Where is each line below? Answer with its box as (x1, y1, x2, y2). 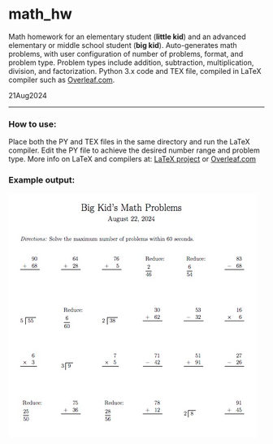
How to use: (8, 119, 57, 130)
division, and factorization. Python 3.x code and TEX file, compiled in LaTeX (8, 66, 262, 75)
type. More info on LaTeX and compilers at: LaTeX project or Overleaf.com (8, 154, 257, 164)
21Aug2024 (8, 90, 47, 100)
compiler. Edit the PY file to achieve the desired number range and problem (8, 145, 260, 155)
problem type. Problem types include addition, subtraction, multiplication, (8, 58, 254, 67)
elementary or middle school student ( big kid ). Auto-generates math (8, 40, 237, 50)
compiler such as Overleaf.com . (8, 75, 115, 84)
